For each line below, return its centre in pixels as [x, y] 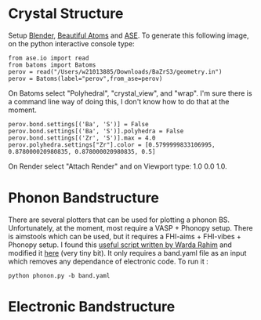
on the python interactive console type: [71, 43]
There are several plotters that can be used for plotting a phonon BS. [119, 220]
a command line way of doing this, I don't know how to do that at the [119, 101]
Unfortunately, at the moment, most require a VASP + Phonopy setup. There [130, 227]
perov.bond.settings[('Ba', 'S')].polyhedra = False [96, 131]
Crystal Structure [66, 14]
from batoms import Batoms [52, 65]
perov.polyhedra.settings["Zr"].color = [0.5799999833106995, [112, 145]
